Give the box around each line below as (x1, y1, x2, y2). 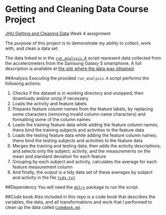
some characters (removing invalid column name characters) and (12, 111, 146, 117)
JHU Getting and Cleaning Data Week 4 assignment (5, 30, 111, 36)
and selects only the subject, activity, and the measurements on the (12, 148, 151, 154)
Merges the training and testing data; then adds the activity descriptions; (12, 143, 161, 148)
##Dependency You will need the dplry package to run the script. (5, 184, 139, 190)
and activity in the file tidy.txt (12, 174, 76, 180)
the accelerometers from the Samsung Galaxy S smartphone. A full (5, 60, 142, 66)
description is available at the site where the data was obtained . (5, 66, 135, 72)
